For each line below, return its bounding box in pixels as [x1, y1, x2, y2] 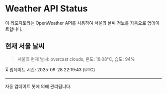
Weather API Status [5, 3, 88, 14]
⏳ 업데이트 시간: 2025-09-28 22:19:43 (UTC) [5, 66, 95, 72]
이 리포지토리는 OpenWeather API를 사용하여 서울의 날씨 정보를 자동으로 [5, 20, 147, 26]
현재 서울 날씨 [5, 42, 45, 50]
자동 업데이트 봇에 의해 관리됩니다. [5, 83, 72, 89]
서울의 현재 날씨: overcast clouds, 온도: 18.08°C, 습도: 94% [17, 56, 135, 62]
